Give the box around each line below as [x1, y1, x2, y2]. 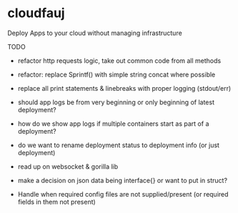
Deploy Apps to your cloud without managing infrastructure [7, 29, 182, 37]
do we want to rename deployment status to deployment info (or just [17, 141, 220, 149]
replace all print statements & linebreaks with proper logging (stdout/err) [17, 84, 232, 92]
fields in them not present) [17, 197, 96, 206]
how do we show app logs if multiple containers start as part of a [17, 119, 209, 128]
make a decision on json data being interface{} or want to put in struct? [17, 176, 227, 184]
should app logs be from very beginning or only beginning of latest [17, 98, 214, 106]
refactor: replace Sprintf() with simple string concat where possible [17, 70, 216, 79]
